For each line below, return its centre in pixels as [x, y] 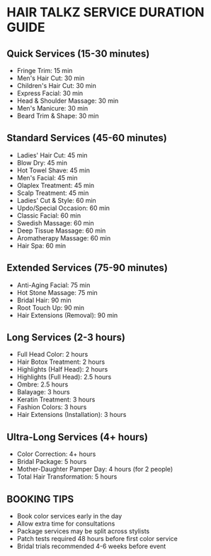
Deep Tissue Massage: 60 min [61, 230]
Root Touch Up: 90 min [51, 307]
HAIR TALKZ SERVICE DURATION [105, 12]
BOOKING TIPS [40, 499]
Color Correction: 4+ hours [56, 454]
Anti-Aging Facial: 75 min [53, 285]
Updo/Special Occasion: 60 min [63, 208]
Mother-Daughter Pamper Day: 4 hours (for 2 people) [95, 469]
